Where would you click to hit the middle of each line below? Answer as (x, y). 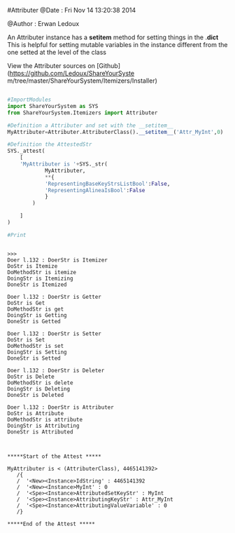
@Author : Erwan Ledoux (43, 23)
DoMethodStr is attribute (45, 419)
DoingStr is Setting (37, 352)
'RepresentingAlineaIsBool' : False (95, 190)
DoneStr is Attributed (40, 432)
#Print (17, 235)
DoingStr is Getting (37, 315)
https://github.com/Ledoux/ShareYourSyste (72, 73)
